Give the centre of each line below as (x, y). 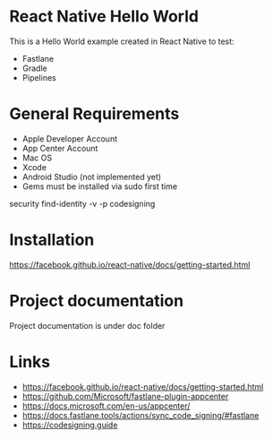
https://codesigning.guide (70, 425)
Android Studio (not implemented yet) (92, 176)
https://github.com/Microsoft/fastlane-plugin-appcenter (125, 396)
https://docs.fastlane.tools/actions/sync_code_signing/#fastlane (141, 415)
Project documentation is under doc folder (87, 325)
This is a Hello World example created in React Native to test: (122, 41)
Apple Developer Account (70, 138)
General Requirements (94, 114)
